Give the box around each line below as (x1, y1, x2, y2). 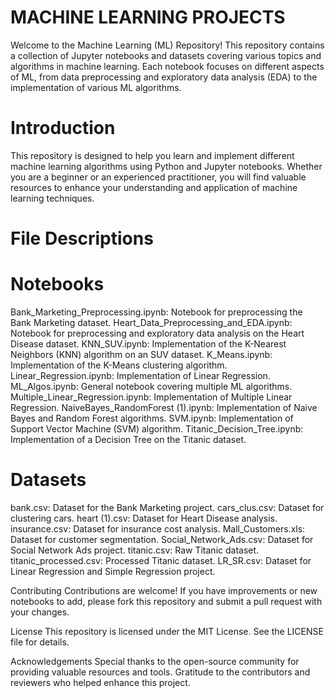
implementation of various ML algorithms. (10, 81, 182, 93)
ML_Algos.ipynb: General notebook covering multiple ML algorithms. (10, 381, 293, 392)
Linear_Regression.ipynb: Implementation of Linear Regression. (10, 370, 271, 381)
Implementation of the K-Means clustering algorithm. (10, 359, 228, 371)
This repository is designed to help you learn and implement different (10, 149, 295, 161)
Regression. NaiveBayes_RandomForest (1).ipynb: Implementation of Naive (10, 402, 318, 413)
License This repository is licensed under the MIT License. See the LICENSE (10, 625, 324, 637)
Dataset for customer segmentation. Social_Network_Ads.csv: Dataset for (10, 533, 314, 545)
